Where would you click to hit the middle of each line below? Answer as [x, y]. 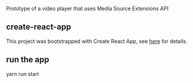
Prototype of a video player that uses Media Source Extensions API [87, 9]
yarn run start [23, 74]
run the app [28, 60]
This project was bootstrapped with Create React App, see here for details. [97, 41]
